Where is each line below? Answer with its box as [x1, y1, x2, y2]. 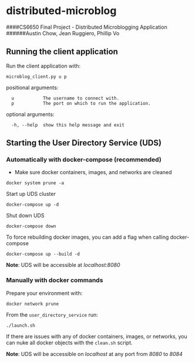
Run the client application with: [6, 62, 81, 69]
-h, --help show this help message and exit [11, 122, 125, 128]
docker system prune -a [6, 180, 65, 186]
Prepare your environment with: [6, 289, 83, 297]
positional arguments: [6, 84, 59, 91]
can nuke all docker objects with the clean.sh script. [6, 339, 133, 346]
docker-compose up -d [6, 202, 59, 208]
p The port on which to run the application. [11, 100, 151, 106]
